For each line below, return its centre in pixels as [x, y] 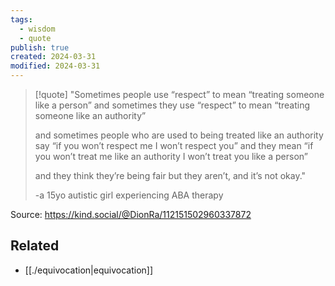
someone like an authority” [90, 115]
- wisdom [37, 29]
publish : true [40, 47]
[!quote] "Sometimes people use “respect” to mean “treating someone [179, 94]
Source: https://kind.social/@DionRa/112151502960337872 [131, 214]
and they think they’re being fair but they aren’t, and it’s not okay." [170, 175]
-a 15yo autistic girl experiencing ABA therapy [129, 195]
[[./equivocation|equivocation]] [89, 270]
